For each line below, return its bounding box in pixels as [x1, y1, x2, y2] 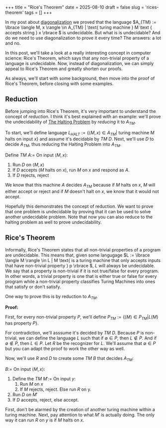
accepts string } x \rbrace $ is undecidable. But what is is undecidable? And [5, 30, 161, 35]
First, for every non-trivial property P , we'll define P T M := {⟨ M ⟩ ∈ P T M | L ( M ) [5, 314, 159, 321]
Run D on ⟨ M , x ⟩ [12, 162, 45, 168]
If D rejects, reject [12, 172, 49, 178]
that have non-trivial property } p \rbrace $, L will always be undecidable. [5, 262, 155, 268]
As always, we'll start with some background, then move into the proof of [5, 76, 155, 81]
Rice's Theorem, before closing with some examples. [5, 81, 114, 86]
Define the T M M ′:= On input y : [12, 376, 76, 382]
